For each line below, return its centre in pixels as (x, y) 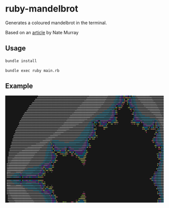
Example (19, 86)
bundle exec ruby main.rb (32, 71)
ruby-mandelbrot (42, 9)
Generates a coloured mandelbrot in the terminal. (56, 23)
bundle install (21, 61)
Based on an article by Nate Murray (42, 32)
